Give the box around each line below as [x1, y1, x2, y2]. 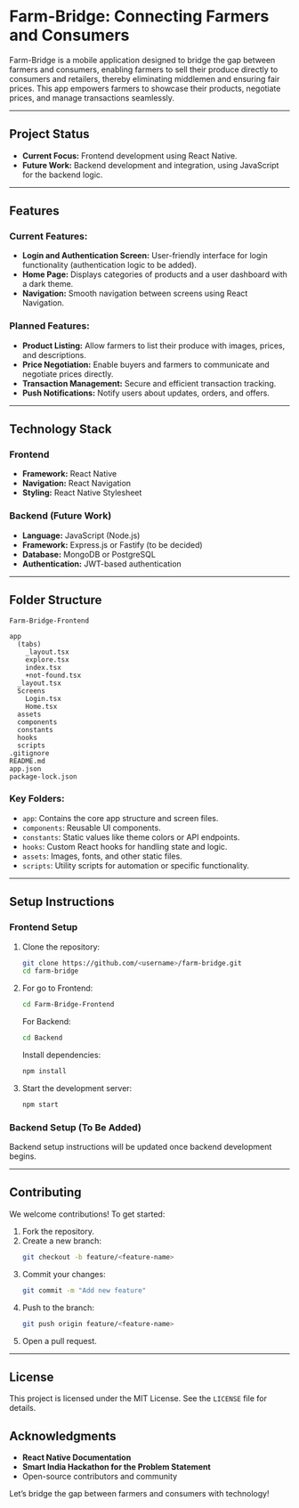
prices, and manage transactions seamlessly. [9, 92, 175, 103]
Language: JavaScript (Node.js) [21, 530, 141, 541]
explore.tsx [25, 655, 69, 664]
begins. [9, 1151, 37, 1162]
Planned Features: [9, 320, 91, 332]
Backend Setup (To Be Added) [9, 1121, 142, 1133]
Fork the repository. [21, 1226, 95, 1236]
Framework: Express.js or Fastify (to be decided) [21, 539, 203, 550]
